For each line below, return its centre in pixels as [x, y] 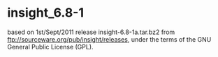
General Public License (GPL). [50, 47]
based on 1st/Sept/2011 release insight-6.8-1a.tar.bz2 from [91, 32]
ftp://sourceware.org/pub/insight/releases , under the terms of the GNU [109, 39]
